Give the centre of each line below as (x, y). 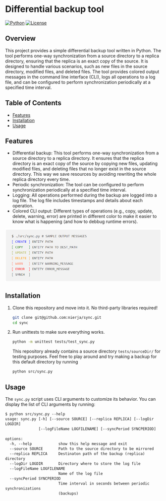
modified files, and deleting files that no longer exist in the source (79, 169)
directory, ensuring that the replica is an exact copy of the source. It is (77, 61)
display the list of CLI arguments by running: (50, 404)
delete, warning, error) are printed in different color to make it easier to (84, 216)
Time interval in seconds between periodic (104, 484)
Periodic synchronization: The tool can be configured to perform (78, 185)
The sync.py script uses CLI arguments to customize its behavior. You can (81, 399)
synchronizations (23, 489)
